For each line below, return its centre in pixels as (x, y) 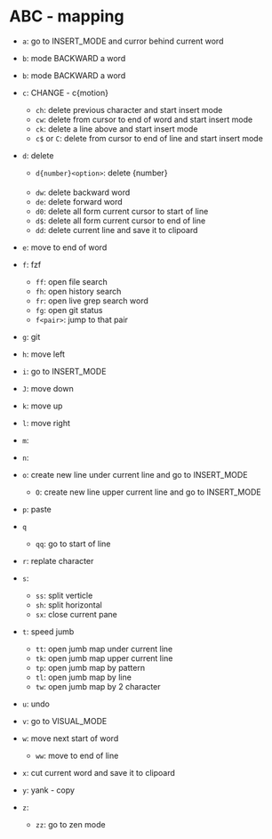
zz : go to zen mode (70, 824)
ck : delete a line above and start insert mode (116, 129)
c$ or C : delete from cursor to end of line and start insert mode (149, 138)
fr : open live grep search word (92, 301)
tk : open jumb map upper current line (104, 658)
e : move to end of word (64, 247)
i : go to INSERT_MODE (64, 371)
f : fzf (32, 264)
